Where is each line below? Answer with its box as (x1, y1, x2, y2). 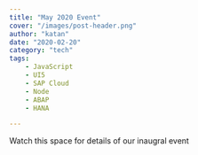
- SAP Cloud (25, 79, 69, 88)
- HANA (25, 104, 50, 112)
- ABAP (25, 95, 50, 105)
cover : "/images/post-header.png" (9, 21, 138, 30)
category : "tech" (9, 46, 74, 55)
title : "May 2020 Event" (9, 12, 101, 22)
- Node (25, 87, 50, 96)
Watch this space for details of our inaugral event (9, 136, 189, 146)
